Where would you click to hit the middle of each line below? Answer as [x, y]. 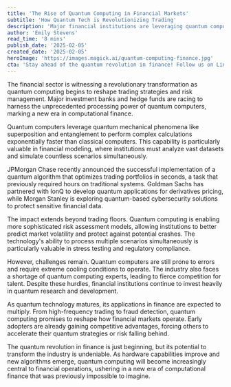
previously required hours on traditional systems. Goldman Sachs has [106, 184]
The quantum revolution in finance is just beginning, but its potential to [107, 346]
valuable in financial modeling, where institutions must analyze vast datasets [115, 148]
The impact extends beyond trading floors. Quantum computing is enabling [113, 219]
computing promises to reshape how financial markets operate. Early [105, 319]
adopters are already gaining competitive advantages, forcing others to [108, 326]
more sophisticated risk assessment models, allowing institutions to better [112, 226]
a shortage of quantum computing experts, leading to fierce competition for [114, 276]
